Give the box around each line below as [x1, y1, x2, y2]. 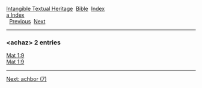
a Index [6, 11, 25, 19]
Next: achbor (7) [6, 75, 47, 83]
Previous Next [8, 18, 46, 25]
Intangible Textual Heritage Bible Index [6, 5, 105, 12]
